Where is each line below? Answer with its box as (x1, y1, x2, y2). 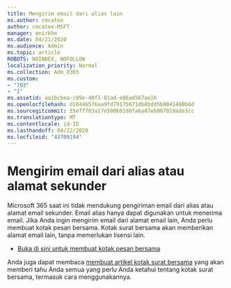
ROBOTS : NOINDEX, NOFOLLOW (7, 56, 86, 63)
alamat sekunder (7, 179, 106, 194)
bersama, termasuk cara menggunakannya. (7, 273, 132, 281)
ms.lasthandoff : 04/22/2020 (7, 127, 89, 134)
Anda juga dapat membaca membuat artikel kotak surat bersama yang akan (7, 258, 224, 266)
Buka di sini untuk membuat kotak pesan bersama (17, 245, 161, 253)
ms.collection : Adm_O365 (7, 68, 79, 75)
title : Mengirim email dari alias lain (7, 10, 123, 17)
